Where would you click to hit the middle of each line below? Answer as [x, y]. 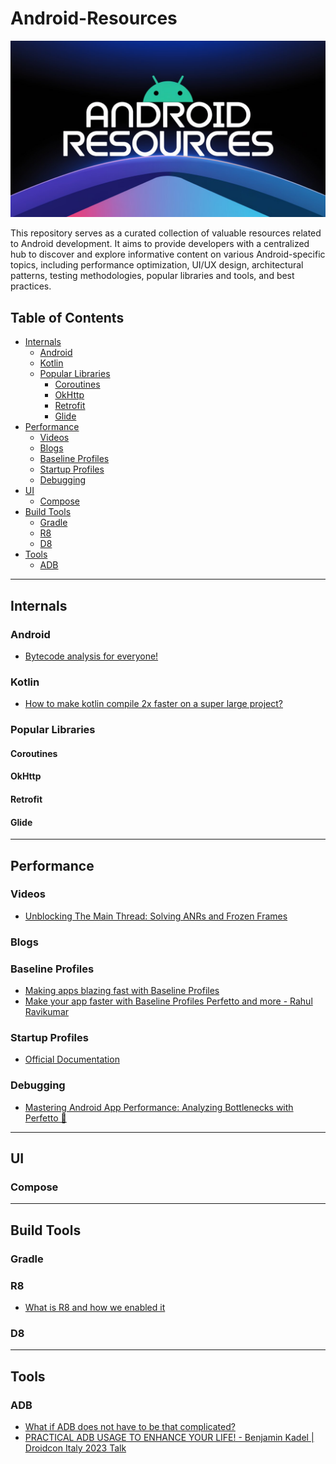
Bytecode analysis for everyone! [91, 656]
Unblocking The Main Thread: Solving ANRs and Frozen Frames [156, 916]
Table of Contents [67, 317]
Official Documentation [72, 1059]
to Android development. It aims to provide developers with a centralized [160, 244]
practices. [31, 286]
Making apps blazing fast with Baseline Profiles [122, 991]
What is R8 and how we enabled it [95, 1307]
